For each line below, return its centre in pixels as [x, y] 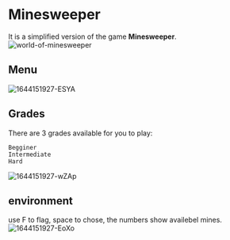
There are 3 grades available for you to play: [80, 133]
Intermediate [30, 154]
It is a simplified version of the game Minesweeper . [92, 36]
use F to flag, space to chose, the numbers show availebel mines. [115, 220]
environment [40, 201]
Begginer [23, 147]
